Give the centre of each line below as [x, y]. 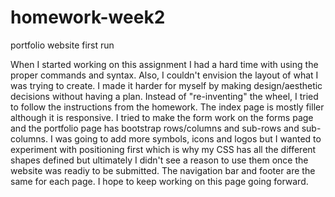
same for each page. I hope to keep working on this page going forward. [159, 181]
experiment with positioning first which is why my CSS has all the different [163, 149]
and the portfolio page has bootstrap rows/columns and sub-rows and [155, 128]
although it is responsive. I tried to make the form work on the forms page [162, 117]
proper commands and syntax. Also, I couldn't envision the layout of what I [164, 75]
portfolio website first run [62, 45]
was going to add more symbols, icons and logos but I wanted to [188, 138]
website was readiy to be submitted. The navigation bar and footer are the [163, 170]
